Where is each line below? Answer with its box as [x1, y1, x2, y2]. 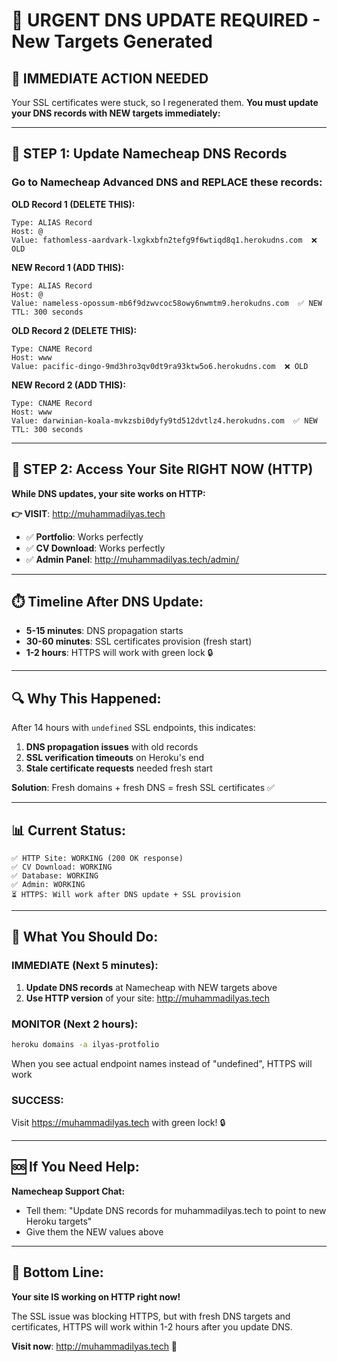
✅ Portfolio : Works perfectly [25, 530, 144, 543]
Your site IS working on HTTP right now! [11, 1290, 181, 1303]
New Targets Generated [11, 30, 213, 53]
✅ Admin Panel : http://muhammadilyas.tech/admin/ [25, 553, 240, 565]
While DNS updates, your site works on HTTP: [11, 487, 206, 499]
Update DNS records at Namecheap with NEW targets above [25, 981, 278, 993]
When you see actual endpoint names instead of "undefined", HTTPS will [11, 1057, 313, 1069]
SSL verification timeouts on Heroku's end [25, 752, 205, 764]
